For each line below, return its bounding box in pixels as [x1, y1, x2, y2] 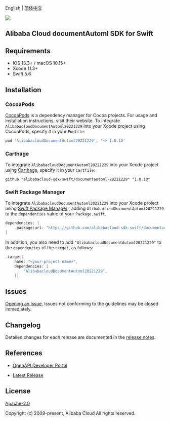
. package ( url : [14, 225, 44, 231]
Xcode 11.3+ [12, 65, 38, 71]
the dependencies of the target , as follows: [5, 244, 94, 250]
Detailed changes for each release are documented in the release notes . [5, 334, 156, 340]
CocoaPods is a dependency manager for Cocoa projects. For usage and [5, 112, 158, 118]
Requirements [5, 47, 51, 55]
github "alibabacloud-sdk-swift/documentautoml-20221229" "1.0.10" [5, 177, 151, 182]
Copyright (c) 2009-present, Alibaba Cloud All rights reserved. [5, 410, 136, 416]
